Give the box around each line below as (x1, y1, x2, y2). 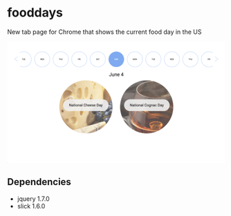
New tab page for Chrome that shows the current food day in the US (7, 28, 202, 36)
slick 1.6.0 (17, 202, 46, 210)
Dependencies (7, 176, 71, 188)
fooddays (7, 5, 64, 21)
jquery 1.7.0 (17, 195, 50, 203)
